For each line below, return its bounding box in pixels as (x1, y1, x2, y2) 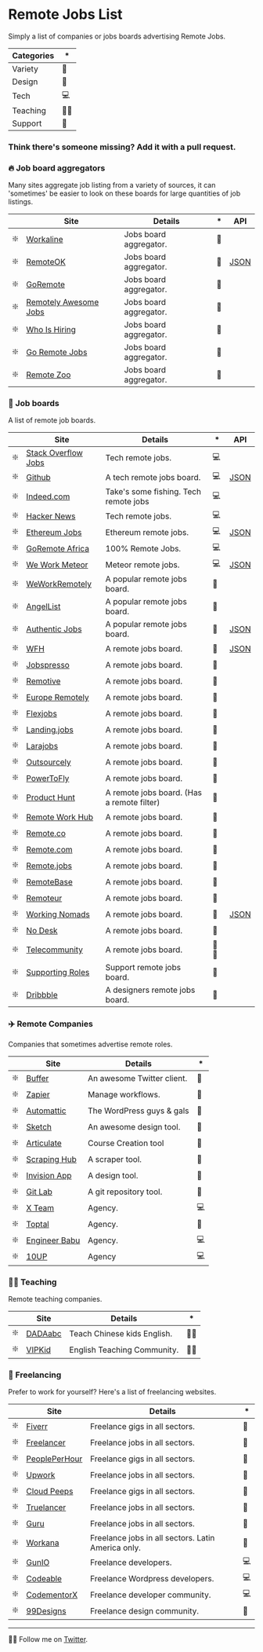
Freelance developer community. (89, 1589, 211, 1600)
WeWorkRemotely (26, 579, 92, 590)
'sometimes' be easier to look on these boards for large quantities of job (8, 189, 241, 198)
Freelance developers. (89, 1557, 172, 1568)
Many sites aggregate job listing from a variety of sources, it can (8, 181, 216, 190)
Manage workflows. (87, 1090, 160, 1101)
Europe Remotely (26, 691, 90, 702)
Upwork (26, 1469, 56, 1480)
